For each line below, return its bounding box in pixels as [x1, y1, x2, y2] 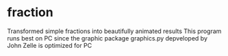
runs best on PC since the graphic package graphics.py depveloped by [7, 34, 207, 42]
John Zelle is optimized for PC [7, 41, 92, 49]
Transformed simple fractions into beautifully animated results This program [7, 27, 222, 35]
